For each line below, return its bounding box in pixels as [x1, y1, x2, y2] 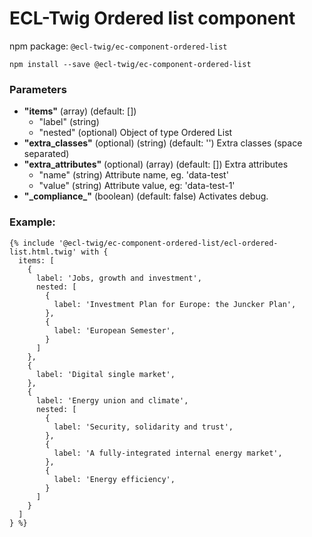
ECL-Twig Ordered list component [9, 7, 296, 30]
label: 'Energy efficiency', [53, 474, 176, 484]
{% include [9, 238, 55, 248]
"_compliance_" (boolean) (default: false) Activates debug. [23, 190, 269, 202]
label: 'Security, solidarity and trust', [53, 422, 234, 432]
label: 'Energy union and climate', [35, 395, 189, 406]
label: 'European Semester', [53, 325, 176, 336]
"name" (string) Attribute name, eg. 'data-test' [38, 169, 229, 181]
